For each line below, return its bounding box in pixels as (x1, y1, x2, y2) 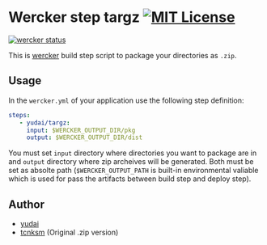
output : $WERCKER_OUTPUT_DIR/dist (26, 133, 143, 142)
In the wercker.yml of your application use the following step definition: (8, 95, 244, 105)
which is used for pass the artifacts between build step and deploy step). (8, 174, 252, 184)
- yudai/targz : (19, 118, 70, 127)
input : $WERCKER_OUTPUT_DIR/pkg (26, 126, 136, 134)
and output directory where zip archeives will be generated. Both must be (8, 157, 254, 167)
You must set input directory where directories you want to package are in (8, 148, 257, 158)
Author (8, 197, 44, 211)
